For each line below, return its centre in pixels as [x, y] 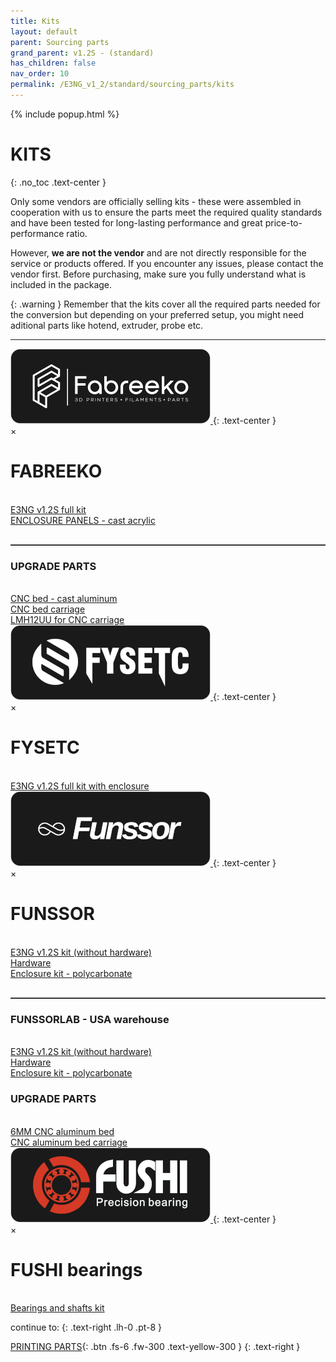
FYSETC [45, 747]
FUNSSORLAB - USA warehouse [90, 1019]
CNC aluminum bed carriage [69, 1142]
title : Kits [35, 21]
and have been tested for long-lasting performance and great [136, 222]
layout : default [44, 31]
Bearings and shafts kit [57, 1308]
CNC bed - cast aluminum [64, 599]
